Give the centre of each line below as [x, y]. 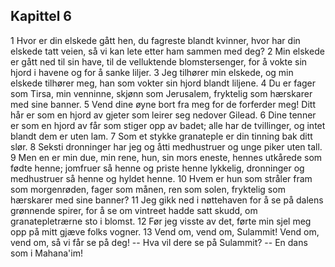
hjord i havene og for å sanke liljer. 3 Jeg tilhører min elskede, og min [152, 72]
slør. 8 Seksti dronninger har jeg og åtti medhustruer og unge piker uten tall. [166, 146]
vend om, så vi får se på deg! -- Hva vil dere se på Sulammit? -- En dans [159, 242]
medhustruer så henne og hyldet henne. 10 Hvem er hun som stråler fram [161, 178]
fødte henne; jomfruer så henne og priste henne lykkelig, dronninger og [157, 168]
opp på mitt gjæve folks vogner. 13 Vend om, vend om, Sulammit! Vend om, [165, 231]
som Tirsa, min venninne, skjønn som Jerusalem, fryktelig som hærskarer [161, 93]
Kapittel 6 [41, 16]
